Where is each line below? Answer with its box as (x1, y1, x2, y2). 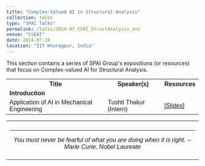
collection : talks (6, 15, 53, 21)
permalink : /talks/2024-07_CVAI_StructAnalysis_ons (6, 26, 140, 32)
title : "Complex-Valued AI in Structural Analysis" (6, 9, 140, 15)
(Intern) (107, 105, 128, 112)
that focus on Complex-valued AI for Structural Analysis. (6, 66, 148, 73)
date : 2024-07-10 (6, 37, 51, 43)
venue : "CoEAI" (6, 32, 45, 38)
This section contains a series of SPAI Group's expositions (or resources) (6, 59, 190, 67)
